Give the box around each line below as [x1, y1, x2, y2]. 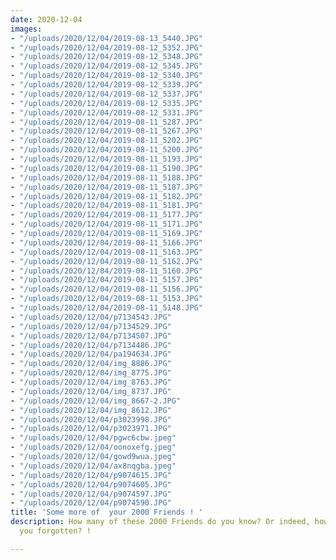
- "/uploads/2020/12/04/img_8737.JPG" [10, 386, 172, 396]
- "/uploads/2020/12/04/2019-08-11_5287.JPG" [10, 117, 203, 127]
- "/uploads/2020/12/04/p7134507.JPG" [10, 331, 172, 341]
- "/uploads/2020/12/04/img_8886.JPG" [10, 359, 172, 369]
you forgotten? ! [19, 526, 92, 536]
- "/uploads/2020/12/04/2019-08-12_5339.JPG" [10, 80, 203, 90]
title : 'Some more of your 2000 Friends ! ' [10, 507, 203, 518]
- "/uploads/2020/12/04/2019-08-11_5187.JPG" [10, 182, 203, 192]
